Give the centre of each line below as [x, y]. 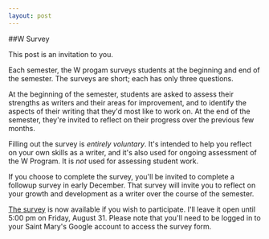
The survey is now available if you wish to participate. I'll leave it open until [132, 209]
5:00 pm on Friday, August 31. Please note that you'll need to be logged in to [134, 217]
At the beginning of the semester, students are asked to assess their [121, 94]
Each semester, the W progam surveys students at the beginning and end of [134, 70]
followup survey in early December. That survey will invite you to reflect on [132, 185]
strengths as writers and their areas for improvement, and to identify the [128, 102]
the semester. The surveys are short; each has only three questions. [121, 78]
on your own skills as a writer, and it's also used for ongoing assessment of [132, 152]
